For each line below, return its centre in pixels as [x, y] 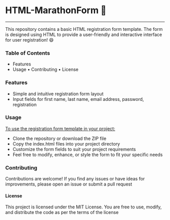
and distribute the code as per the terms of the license [62, 212]
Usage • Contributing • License [45, 69]
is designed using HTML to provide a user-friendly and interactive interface [84, 34]
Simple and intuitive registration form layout [58, 94]
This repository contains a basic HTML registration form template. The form [84, 29]
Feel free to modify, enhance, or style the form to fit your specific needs [88, 155]
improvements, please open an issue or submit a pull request [69, 184]
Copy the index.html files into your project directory [66, 143]
